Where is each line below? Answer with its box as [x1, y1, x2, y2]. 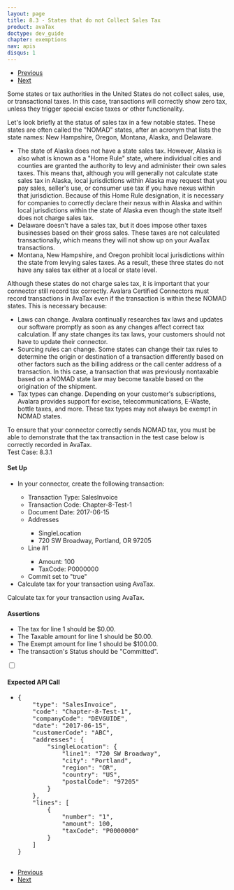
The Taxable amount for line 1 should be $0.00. [17, 632, 153, 641]
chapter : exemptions [7, 36, 68, 43]
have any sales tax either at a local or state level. [17, 266, 157, 274]
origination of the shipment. [17, 382, 98, 390]
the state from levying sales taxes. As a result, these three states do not [17, 258, 224, 266]
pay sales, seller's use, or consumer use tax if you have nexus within [17, 184, 215, 192]
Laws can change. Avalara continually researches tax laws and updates [17, 315, 224, 323]
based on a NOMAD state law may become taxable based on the [17, 374, 204, 383]
